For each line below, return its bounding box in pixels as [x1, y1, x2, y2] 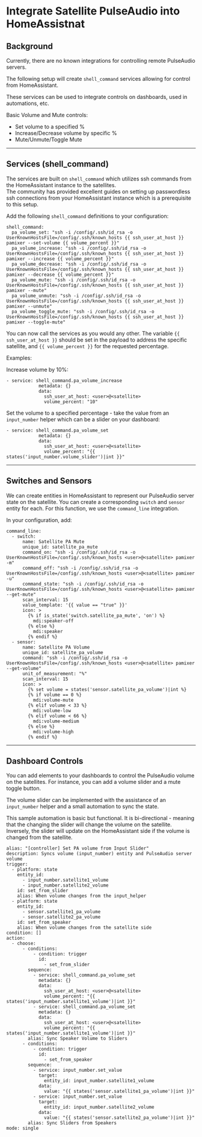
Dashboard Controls [6, 756, 84, 766]
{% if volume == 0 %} [28, 692, 82, 698]
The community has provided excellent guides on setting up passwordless [6, 188, 191, 195]
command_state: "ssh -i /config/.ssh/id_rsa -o [22, 581, 144, 587]
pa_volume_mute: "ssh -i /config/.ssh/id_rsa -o [11, 276, 136, 283]
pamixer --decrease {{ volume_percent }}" [6, 272, 114, 278]
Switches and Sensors [6, 476, 92, 486]
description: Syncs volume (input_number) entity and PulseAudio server [6, 851, 192, 857]
